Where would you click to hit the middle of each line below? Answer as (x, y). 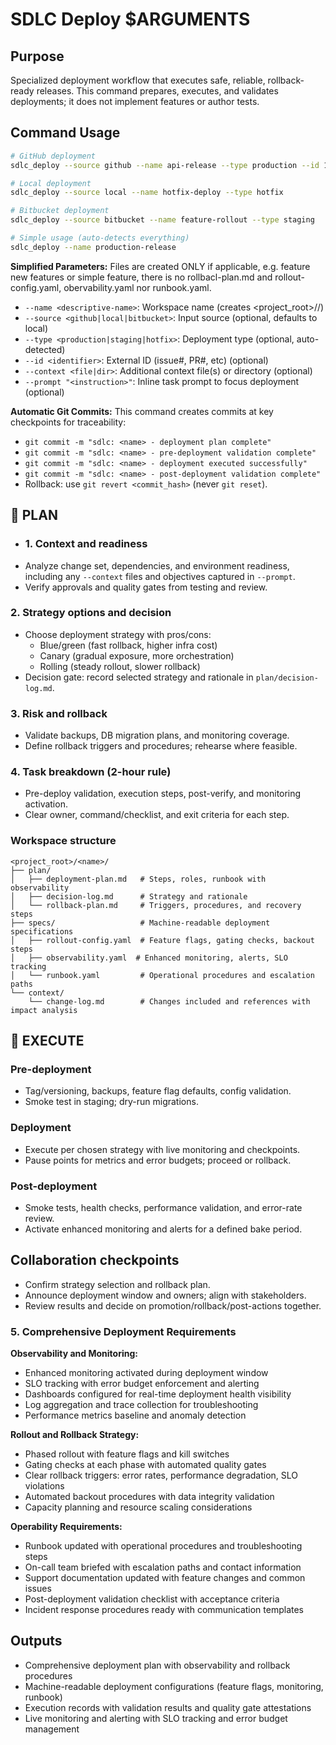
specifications (42, 931)
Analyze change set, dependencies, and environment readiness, (157, 565)
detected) (45, 349)
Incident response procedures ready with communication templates (164, 1610)
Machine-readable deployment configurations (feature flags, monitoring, (174, 1686)
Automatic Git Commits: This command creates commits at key (142, 411)
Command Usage (65, 133)
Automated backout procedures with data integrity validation (149, 1497)
